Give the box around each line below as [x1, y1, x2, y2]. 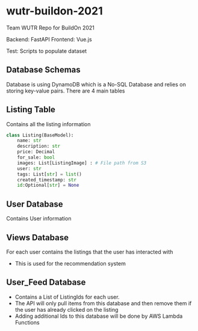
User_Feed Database [6, 278, 86, 288]
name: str [17, 138, 42, 144]
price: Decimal [17, 149, 55, 155]
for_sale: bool [17, 154, 55, 160]
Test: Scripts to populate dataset [6, 47, 87, 55]
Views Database [6, 232, 69, 243]
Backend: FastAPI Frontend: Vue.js [6, 35, 92, 43]
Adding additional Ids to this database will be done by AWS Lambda [14, 312, 183, 320]
